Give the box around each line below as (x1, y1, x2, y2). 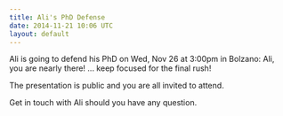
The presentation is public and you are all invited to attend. (9, 81, 224, 91)
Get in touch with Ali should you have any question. (9, 97, 198, 108)
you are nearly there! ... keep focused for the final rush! (9, 63, 212, 73)
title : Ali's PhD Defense (9, 12, 105, 22)
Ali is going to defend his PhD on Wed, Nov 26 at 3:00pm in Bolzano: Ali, (9, 54, 275, 65)
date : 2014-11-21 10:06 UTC (9, 21, 114, 30)
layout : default (9, 29, 69, 38)
